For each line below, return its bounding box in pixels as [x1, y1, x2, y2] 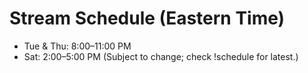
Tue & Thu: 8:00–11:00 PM [23, 40, 132, 52]
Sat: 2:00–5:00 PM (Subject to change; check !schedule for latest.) [23, 50, 299, 62]
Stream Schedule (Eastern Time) [9, 7, 286, 30]
